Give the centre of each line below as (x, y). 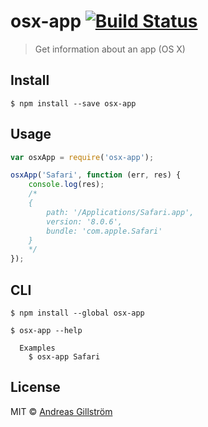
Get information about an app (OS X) (110, 49)
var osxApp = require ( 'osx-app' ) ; (82, 157)
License (35, 387)
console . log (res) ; (66, 185)
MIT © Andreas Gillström (61, 411)
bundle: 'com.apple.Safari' (104, 231)
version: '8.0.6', (84, 221)
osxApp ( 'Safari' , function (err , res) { (96, 175)
